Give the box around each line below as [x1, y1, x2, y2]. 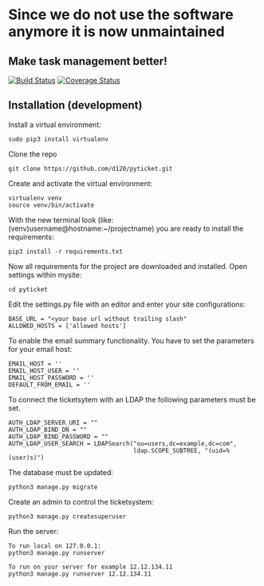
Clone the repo [8, 149, 57, 159]
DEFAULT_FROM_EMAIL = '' [8, 381, 91, 389]
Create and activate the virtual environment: [8, 178, 153, 188]
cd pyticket [8, 285, 48, 293]
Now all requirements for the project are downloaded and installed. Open [8, 261, 248, 271]
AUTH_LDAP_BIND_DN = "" [8, 426, 88, 434]
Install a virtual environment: [8, 120, 101, 129]
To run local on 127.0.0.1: [8, 541, 102, 550]
